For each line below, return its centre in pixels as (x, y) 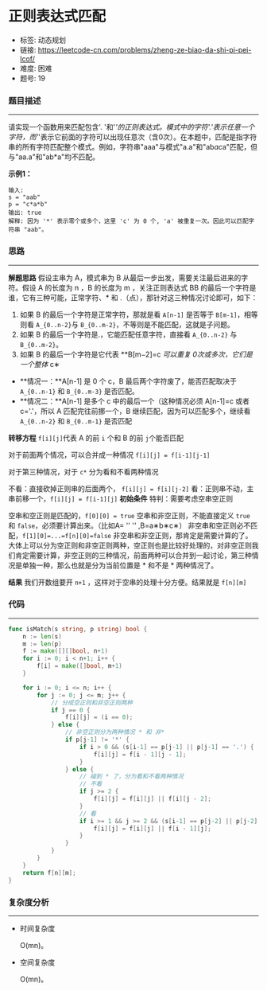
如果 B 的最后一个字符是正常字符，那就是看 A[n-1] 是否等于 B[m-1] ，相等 (139, 314)
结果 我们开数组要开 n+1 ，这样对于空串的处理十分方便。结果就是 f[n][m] (128, 582)
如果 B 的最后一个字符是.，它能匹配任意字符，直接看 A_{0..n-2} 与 (128, 334)
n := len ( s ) (42, 636)
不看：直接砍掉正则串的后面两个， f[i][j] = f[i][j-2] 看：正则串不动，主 (131, 488)
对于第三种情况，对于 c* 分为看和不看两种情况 (83, 471)
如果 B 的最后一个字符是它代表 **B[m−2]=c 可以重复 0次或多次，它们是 (136, 354)
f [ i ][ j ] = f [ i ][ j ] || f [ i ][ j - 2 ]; (153, 799)
